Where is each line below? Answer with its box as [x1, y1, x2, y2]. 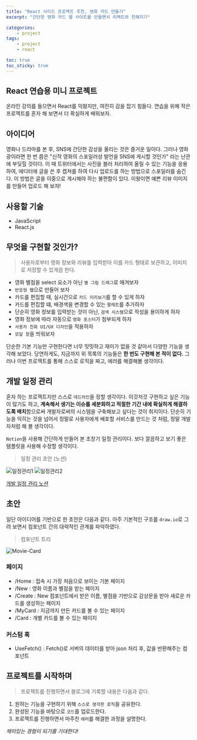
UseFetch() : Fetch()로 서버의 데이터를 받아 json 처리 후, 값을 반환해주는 [14, 645, 181, 652]
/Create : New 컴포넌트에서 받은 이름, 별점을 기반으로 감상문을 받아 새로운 [14, 592, 185, 599]
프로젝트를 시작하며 [6, 671, 72, 681]
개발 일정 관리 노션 [6, 480, 49, 487]
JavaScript [14, 217, 41, 224]
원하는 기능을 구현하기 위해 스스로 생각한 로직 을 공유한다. [14, 700, 142, 707]
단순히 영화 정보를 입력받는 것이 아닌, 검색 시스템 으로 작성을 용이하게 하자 [14, 308, 181, 315]
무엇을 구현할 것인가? [6, 242, 78, 252]
